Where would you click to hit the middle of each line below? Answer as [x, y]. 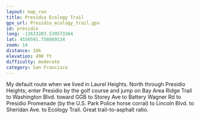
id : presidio [22, 28]
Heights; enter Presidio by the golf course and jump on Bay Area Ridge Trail [99, 91]
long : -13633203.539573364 [40, 34]
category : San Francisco [37, 67]
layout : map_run [26, 12]
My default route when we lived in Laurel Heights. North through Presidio [96, 84]
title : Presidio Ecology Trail [45, 17]
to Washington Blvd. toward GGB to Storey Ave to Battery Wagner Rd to [94, 97]
